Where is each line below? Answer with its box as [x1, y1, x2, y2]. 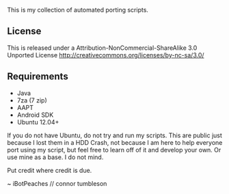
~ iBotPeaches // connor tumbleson [7, 179, 107, 187]
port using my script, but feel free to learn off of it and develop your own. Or [7, 145, 221, 154]
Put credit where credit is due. [7, 166, 92, 174]
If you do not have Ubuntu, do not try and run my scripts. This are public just [7, 131, 222, 139]
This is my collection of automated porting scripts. [7, 6, 149, 14]
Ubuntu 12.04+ [16, 117, 59, 126]
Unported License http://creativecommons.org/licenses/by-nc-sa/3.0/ [7, 51, 204, 59]
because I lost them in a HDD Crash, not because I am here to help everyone [7, 138, 223, 146]
